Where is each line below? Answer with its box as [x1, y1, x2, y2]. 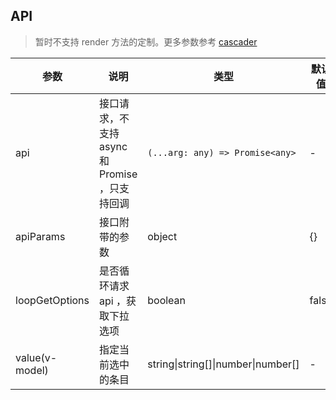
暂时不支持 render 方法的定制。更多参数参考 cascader [34, 35, 258, 48]
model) [15, 363, 49, 377]
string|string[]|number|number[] [147, 357, 300, 371]
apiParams [15, 229, 66, 243]
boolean [147, 293, 187, 307]
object [147, 229, 178, 243]
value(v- [15, 350, 58, 364]
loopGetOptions [15, 293, 90, 307]
